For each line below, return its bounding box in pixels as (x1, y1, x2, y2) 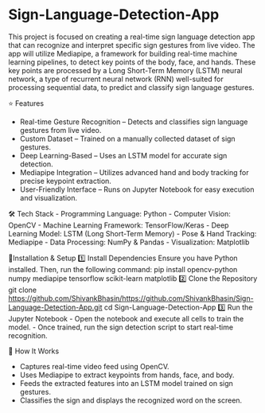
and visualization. (19, 193, 78, 202)
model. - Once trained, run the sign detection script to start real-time (8, 322, 233, 332)
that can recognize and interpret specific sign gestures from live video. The (8, 40, 255, 49)
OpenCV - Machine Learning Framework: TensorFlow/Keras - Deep (8, 220, 229, 230)
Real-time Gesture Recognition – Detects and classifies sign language (19, 117, 248, 127)
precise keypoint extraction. (19, 176, 111, 185)
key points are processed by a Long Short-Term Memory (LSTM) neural (8, 65, 243, 75)
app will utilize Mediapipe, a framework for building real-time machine (8, 49, 237, 58)
